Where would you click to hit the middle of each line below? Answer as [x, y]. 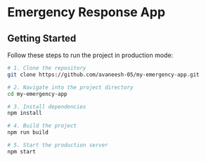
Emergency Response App [86, 12]
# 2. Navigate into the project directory [70, 87]
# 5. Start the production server [58, 145]
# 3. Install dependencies [47, 106]
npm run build [28, 132]
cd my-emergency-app [38, 94]
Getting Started [42, 38]
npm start [22, 151]
